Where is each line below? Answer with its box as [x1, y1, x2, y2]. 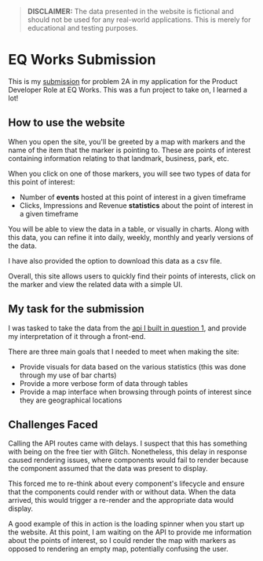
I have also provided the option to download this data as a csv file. [8, 256, 222, 265]
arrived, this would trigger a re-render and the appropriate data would [8, 496, 234, 505]
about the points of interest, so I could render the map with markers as [8, 536, 236, 545]
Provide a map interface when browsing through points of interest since [19, 387, 252, 396]
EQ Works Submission [8, 51, 156, 69]
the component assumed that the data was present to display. [8, 464, 208, 473]
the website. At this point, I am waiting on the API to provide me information [8, 527, 252, 537]
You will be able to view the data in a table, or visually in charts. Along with [8, 224, 250, 234]
